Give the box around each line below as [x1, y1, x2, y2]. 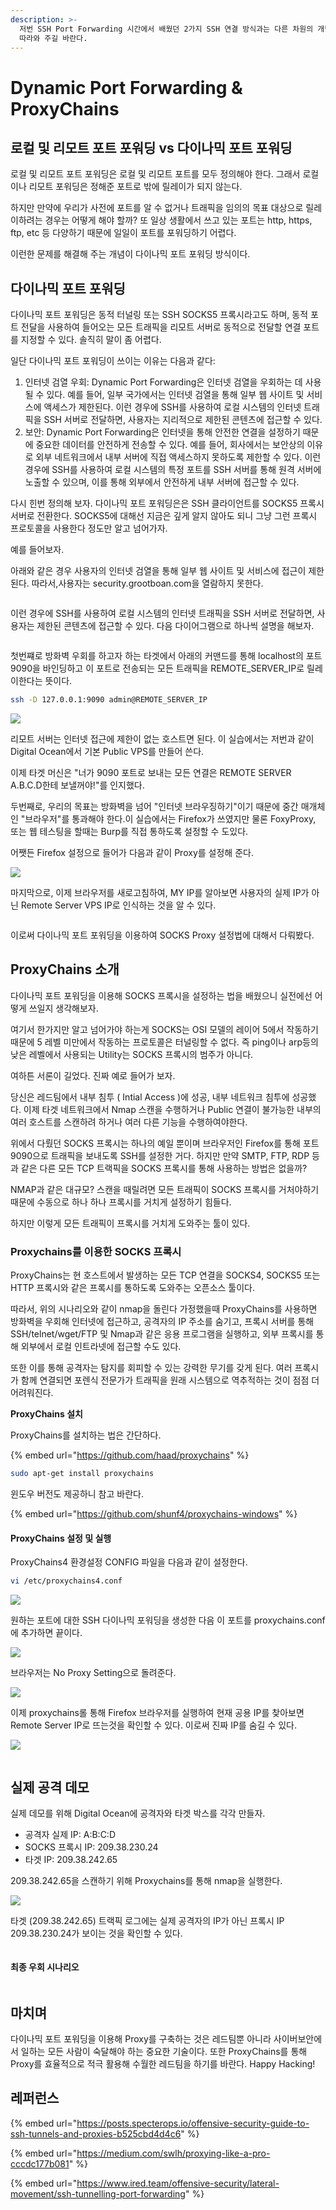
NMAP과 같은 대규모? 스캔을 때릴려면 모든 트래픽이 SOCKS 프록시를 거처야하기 [10, 1183, 320, 1195]
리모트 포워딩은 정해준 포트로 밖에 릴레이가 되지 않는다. [28, 181, 243, 193]
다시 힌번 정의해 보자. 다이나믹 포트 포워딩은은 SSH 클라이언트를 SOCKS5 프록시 [10, 497, 325, 510]
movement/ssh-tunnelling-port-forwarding [10, 2187, 186, 2200]
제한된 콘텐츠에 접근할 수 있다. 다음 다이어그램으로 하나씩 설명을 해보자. [36, 620, 315, 632]
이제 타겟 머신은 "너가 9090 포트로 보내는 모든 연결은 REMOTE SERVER [10, 767, 292, 779]
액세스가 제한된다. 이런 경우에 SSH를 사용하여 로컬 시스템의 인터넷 [43, 401, 302, 413]
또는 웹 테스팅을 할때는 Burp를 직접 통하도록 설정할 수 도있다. [10, 826, 249, 838]
